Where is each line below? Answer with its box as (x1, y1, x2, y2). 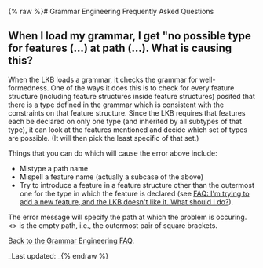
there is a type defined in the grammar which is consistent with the (8, 100, 225, 109)
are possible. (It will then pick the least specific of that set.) (8, 133, 199, 142)
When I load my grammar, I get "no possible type (8, 29, 251, 42)
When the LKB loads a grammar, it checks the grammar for (8, 75, 198, 84)
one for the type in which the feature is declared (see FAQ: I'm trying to (19, 189, 250, 198)
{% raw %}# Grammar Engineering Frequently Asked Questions (8, 7, 214, 16)
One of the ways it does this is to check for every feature (50, 83, 235, 93)
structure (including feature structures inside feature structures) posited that (8, 91, 255, 101)
